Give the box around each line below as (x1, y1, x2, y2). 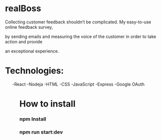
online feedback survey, (5, 24, 53, 30)
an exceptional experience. (5, 48, 59, 54)
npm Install (19, 115, 47, 122)
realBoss (5, 3, 41, 14)
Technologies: (5, 65, 64, 76)
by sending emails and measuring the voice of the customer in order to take (5, 34, 157, 39)
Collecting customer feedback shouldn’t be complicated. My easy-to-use (5, 19, 151, 25)
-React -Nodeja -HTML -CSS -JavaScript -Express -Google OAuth (12, 81, 145, 87)
